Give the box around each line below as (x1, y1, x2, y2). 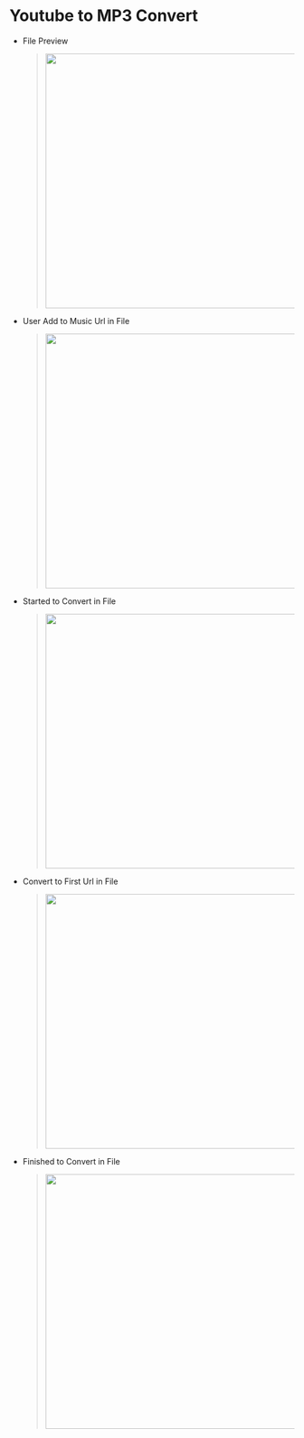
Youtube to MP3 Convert (9, 5, 199, 26)
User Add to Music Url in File (22, 315, 130, 326)
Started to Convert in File (22, 595, 116, 607)
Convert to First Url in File (22, 876, 119, 887)
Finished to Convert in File (22, 1155, 120, 1166)
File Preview (22, 35, 69, 46)
